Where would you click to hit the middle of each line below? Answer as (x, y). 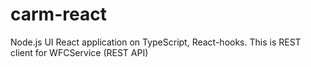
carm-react (58, 14)
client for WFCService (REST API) (79, 52)
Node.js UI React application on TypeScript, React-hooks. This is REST (156, 42)
